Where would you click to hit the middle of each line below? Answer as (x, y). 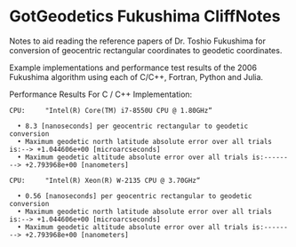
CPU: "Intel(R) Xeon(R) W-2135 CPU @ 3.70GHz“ (105, 180)
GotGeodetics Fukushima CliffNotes (145, 16)
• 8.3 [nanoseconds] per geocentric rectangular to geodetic (133, 126)
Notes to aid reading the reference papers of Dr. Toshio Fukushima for (138, 41)
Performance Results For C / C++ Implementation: (101, 94)
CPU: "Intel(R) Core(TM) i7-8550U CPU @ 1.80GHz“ (111, 110)
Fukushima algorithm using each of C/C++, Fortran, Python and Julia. (136, 76)
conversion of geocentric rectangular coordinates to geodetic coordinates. (146, 50)
